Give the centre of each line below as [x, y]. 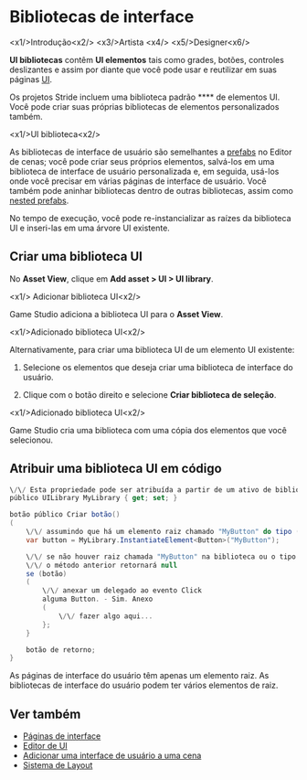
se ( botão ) [47, 573]
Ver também [45, 714]
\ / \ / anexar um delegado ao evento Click [122, 591]
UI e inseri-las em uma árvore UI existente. [90, 228]
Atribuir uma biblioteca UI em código [116, 469]
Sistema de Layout [58, 765]
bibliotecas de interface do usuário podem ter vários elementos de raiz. [144, 685]
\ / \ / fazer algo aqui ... [106, 616]
